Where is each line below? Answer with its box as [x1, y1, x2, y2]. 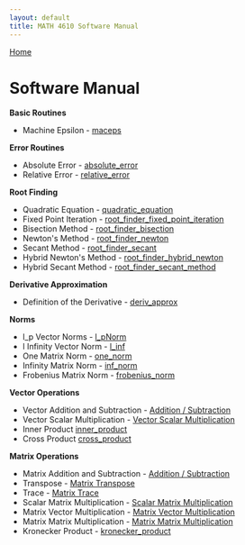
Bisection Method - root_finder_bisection [22, 223, 175, 234]
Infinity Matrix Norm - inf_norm [22, 360, 138, 371]
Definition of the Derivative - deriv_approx [22, 296, 178, 307]
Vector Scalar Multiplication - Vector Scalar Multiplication [22, 414, 236, 425]
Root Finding [9, 186, 59, 198]
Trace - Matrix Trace [22, 487, 99, 498]
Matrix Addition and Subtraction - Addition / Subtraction [22, 468, 231, 479]
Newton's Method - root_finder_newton [22, 233, 169, 244]
